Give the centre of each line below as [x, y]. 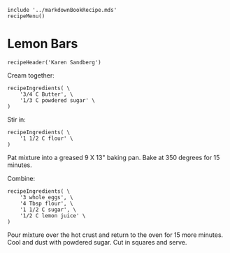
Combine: [21, 178]
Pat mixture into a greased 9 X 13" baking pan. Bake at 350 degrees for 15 [114, 157]
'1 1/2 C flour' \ [46, 138]
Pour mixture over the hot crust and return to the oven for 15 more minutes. [115, 235]
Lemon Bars [43, 44]
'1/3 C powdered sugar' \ [58, 100]
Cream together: [31, 75]
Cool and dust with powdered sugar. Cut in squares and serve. [97, 242]
